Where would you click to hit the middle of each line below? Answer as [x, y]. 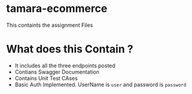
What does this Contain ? [70, 49]
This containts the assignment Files [50, 25]
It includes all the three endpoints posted [65, 65]
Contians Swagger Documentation [57, 72]
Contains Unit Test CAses [46, 78]
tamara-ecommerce [57, 9]
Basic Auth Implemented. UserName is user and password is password [100, 84]
